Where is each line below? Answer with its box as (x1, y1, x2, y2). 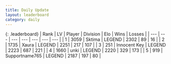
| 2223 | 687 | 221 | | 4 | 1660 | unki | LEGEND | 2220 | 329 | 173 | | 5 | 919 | (5, 47, 163, 54)
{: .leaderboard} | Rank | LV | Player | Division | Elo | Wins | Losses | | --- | (5, 31, 160, 37)
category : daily (5, 17, 40, 22)
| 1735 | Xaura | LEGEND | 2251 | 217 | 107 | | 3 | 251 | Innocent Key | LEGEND (5, 42, 166, 48)
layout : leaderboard (5, 12, 50, 17)
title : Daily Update (5, 7, 50, 13)
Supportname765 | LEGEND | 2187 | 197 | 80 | (5, 53, 101, 59)
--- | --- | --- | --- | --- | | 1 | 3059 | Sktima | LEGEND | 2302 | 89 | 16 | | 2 (11, 36, 165, 42)
